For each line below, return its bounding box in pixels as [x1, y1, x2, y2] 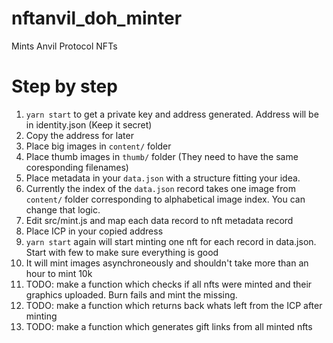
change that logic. [25, 203, 101, 216]
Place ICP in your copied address [25, 225, 164, 237]
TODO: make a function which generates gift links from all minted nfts [25, 320, 313, 332]
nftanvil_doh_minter [11, 7, 183, 30]
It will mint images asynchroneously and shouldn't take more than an [25, 257, 309, 269]
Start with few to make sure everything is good [25, 246, 219, 258]
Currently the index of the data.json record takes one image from [25, 182, 296, 194]
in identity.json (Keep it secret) [25, 118, 153, 131]
